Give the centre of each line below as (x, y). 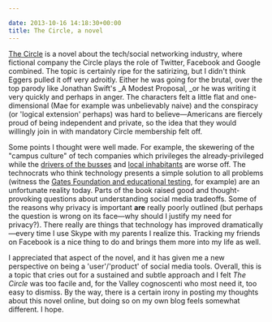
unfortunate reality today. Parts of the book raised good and (109, 190)
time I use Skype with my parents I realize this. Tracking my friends (148, 233)
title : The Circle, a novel (56, 30)
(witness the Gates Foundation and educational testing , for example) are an (134, 181)
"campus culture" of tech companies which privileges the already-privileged (136, 156)
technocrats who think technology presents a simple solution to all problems (136, 173)
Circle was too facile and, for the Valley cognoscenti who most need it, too (133, 283)
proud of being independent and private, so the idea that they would (123, 122)
